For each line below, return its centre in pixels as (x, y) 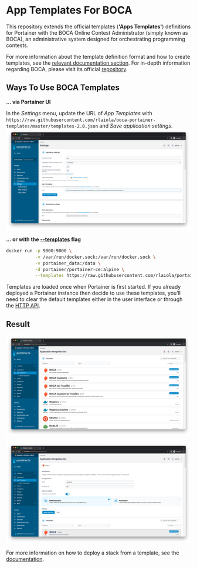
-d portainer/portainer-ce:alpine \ (80, 269)
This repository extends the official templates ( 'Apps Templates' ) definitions (98, 26)
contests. (17, 45)
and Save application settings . (136, 126)
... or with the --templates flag (43, 239)
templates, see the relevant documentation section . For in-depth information (98, 63)
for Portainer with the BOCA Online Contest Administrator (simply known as (97, 32)
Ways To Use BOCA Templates (63, 88)
